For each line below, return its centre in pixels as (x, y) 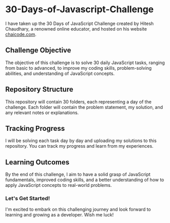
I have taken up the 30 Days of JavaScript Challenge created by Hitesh (80, 23)
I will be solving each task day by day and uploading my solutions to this (81, 141)
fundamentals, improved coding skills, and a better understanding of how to (85, 180)
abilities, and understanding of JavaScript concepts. (60, 73)
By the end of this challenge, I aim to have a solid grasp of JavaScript (78, 175)
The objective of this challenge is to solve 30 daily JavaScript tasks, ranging (85, 63)
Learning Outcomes (37, 162)
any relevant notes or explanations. (42, 113)
